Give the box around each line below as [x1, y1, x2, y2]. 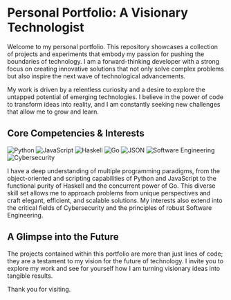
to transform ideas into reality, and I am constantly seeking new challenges [7, 100, 221, 108]
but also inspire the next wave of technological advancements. [7, 71, 186, 80]
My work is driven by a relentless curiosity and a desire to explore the [7, 85, 205, 94]
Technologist [7, 19, 84, 35]
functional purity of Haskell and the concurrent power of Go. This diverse [7, 182, 216, 190]
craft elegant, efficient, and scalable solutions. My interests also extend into [7, 196, 223, 204]
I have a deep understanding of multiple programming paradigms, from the [7, 166, 220, 175]
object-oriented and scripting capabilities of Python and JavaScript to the [7, 174, 216, 182]
